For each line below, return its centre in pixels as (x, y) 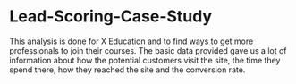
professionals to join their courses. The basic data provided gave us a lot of (148, 50)
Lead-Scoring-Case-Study (111, 17)
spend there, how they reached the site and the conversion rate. (127, 70)
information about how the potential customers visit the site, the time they (145, 60)
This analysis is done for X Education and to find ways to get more (131, 41)
